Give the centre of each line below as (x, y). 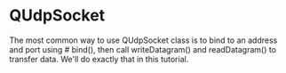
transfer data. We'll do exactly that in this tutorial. (99, 59)
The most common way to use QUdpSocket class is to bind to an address (143, 40)
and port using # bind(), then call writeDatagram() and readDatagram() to (143, 49)
